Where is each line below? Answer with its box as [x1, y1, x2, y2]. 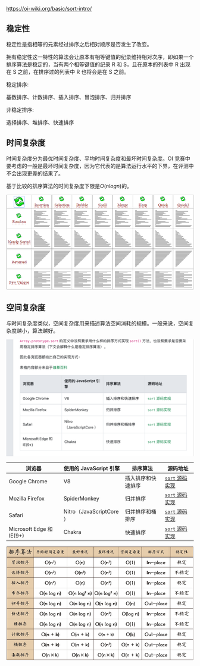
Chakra [63, 529, 82, 536]
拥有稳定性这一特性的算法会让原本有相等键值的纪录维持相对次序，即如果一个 [6, 53, 194, 60]
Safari [8, 511, 24, 518]
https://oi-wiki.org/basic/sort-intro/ [6, 5, 92, 12]
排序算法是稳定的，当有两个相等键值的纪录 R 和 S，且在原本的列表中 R [6, 61, 179, 68]
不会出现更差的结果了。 [6, 170, 64, 177]
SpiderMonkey [63, 495, 99, 502]
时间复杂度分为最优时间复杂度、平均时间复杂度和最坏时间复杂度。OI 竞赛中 [6, 155, 190, 162]
